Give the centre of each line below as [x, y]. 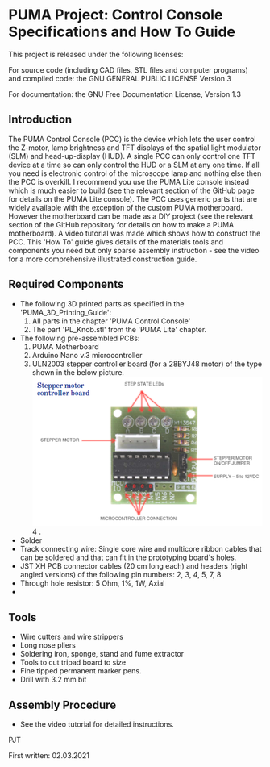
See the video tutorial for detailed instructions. [97, 724]
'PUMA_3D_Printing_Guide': [66, 312]
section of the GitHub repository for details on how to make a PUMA [121, 224]
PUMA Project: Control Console [116, 15]
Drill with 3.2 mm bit [53, 680]
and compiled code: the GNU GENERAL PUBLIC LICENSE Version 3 [120, 78]
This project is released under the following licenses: [96, 54]
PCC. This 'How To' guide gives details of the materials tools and [116, 242]
